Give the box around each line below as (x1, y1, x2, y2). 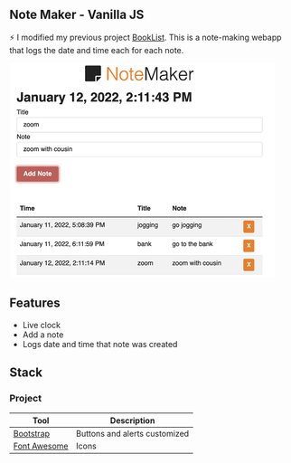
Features (9, 296, 61, 311)
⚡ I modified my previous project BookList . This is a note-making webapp (9, 32, 282, 43)
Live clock (22, 319, 61, 330)
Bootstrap (13, 429, 51, 439)
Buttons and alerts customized (76, 429, 190, 439)
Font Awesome (13, 440, 70, 451)
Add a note (22, 329, 64, 340)
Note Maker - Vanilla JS (9, 7, 145, 23)
